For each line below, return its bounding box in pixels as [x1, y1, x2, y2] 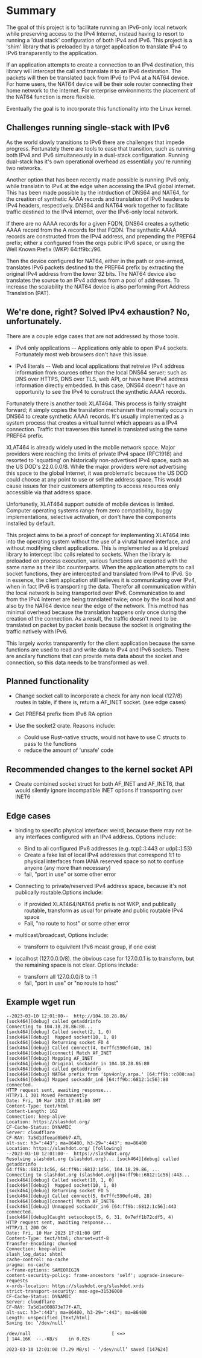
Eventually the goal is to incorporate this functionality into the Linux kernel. [6, 105, 192, 112]
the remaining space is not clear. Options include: [14, 961, 139, 968]
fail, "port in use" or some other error [24, 870, 116, 878]
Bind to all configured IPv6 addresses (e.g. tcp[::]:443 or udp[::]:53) [24, 845, 192, 852]
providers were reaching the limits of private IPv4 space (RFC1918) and [6, 450, 183, 457]
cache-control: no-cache [6, 1256, 69, 1262]
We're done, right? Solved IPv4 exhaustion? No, [6, 307, 190, 318]
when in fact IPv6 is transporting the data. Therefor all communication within [6, 583, 197, 590]
